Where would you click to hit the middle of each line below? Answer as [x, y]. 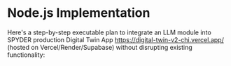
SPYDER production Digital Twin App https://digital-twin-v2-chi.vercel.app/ [115, 39]
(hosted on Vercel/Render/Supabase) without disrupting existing [100, 47]
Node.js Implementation [79, 13]
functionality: [26, 55]
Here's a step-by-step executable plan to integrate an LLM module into [109, 32]
